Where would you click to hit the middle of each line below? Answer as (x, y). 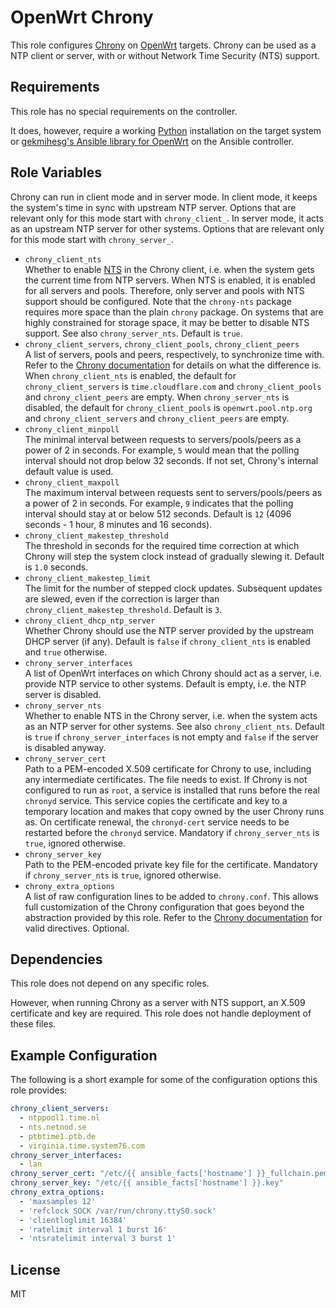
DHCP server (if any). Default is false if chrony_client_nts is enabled (167, 641)
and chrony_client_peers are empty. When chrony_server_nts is (157, 397)
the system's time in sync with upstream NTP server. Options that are (153, 207)
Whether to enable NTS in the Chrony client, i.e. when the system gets (169, 269)
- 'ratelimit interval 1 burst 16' (93, 1229)
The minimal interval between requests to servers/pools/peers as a (163, 439)
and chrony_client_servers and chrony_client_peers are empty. (157, 418)
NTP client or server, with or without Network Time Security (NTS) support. (165, 55)
